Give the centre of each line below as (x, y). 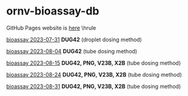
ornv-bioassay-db (53, 11)
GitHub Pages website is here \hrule (51, 28)
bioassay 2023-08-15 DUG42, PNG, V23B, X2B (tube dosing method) (94, 63)
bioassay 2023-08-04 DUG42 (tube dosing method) (72, 51)
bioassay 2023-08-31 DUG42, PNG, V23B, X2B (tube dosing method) (94, 86)
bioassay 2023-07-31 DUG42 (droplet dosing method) (74, 39)
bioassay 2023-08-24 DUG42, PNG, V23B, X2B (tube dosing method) (94, 74)
